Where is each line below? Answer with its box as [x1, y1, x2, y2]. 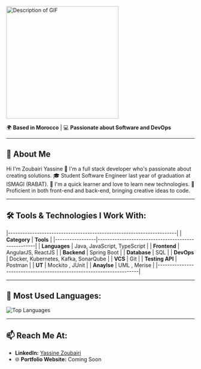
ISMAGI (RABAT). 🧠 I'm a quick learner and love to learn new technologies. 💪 [6, 180, 195, 188]
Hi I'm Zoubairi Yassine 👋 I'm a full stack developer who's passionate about [6, 165, 191, 172]
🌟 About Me [6, 149, 51, 160]
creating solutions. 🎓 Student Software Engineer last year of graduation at [6, 172, 191, 179]
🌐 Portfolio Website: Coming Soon [14, 356, 102, 363]
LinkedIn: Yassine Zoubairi [14, 349, 81, 356]
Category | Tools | [6, 236, 52, 243]
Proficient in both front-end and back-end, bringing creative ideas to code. [6, 187, 190, 194]
